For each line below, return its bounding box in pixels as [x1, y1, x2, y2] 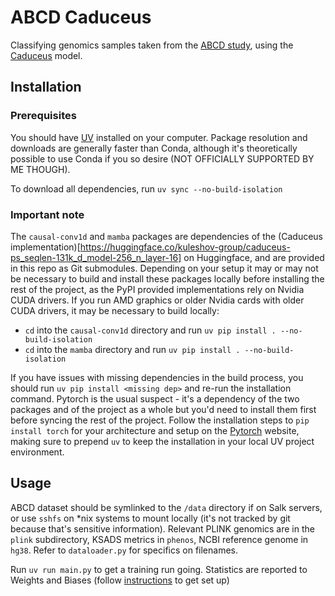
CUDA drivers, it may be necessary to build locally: [10, 304, 220, 316]
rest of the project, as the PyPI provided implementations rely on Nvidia [10, 283, 305, 295]
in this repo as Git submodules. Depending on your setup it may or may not [10, 262, 319, 274]
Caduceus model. [10, 49, 83, 61]
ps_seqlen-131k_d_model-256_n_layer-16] [10, 251, 182, 263]
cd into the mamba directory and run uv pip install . [24, 343, 241, 355]
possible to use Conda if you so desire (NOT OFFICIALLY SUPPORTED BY [10, 152, 315, 165]
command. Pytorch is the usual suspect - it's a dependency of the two [10, 392, 300, 405]
